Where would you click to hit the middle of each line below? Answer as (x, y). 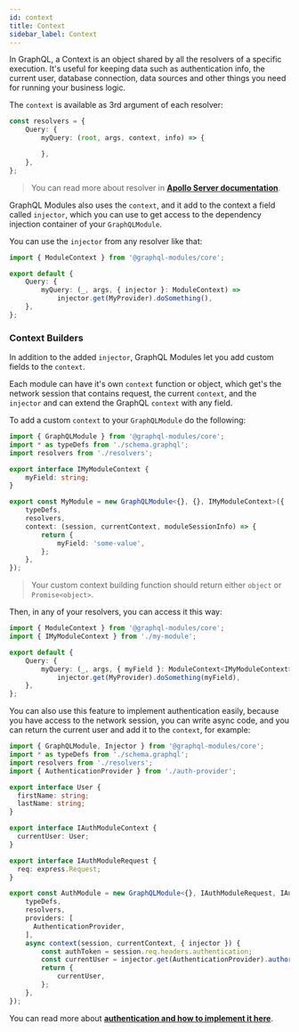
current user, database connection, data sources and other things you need (148, 78)
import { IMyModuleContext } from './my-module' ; (103, 637)
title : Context (37, 26)
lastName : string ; (52, 804)
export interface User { (55, 787)
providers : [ (49, 919)
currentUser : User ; (53, 837)
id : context (31, 17)
